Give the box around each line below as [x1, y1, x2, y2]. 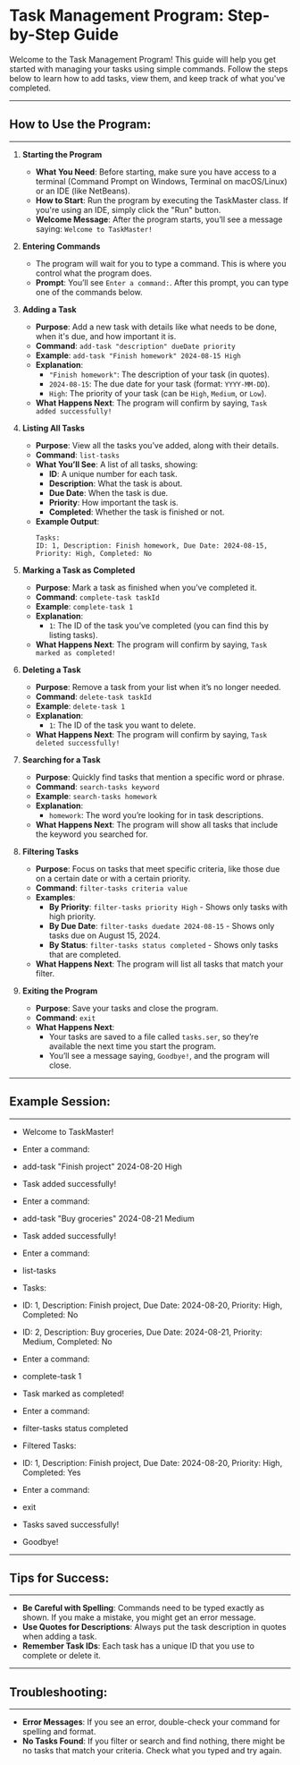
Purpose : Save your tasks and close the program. [35, 1002, 219, 1013]
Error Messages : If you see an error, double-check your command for [21, 1717, 280, 1727]
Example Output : [35, 516, 100, 526]
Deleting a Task [21, 664, 82, 675]
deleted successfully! [35, 738, 121, 747]
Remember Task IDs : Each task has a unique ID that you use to [21, 1641, 254, 1651]
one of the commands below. [35, 286, 143, 297]
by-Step [9, 24, 71, 45]
